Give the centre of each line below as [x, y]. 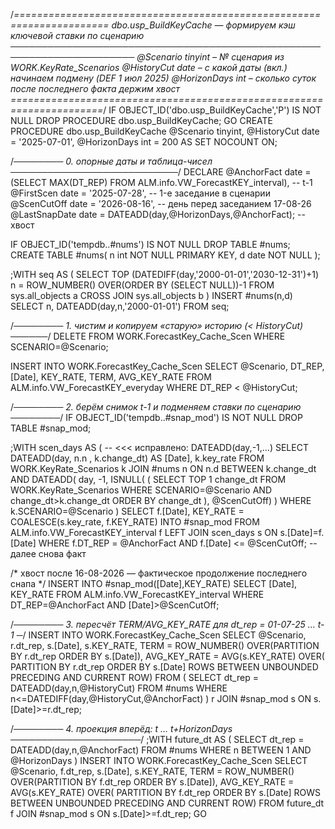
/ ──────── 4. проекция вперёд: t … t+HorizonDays [121, 728]
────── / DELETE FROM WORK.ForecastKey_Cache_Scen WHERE [148, 336]
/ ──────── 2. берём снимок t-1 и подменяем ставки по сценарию [156, 407]
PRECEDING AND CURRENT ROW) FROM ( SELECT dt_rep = [134, 677]
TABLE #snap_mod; [51, 428]
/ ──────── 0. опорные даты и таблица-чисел [111, 161]
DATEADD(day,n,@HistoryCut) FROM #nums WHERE [119, 688]
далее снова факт [48, 553]
